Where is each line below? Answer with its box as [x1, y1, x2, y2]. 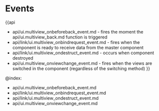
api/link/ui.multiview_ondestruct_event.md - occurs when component [12, 50, 155, 56]
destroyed [12, 55, 33, 61]
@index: [5, 75, 22, 81]
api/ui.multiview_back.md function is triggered [12, 34, 108, 40]
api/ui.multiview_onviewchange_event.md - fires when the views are [12, 60, 153, 66]
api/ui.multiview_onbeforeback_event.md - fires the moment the [12, 29, 144, 35]
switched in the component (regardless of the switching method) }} [12, 65, 151, 72]
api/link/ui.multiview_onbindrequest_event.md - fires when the [12, 39, 140, 45]
